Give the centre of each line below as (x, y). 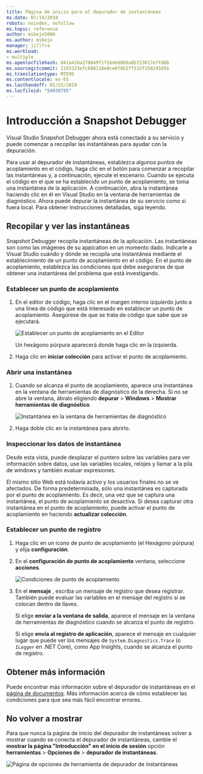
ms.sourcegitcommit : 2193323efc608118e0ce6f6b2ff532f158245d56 (88, 68)
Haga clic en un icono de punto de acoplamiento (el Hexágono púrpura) (105, 542)
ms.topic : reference (32, 29)
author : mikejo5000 (31, 35)
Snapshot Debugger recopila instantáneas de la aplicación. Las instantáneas (102, 241)
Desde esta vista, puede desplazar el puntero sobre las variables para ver (98, 457)
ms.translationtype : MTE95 (40, 74)
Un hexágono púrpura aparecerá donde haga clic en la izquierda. (96, 345)
